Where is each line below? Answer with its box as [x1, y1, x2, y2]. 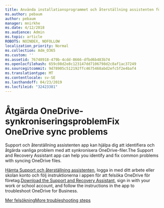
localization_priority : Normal [5, 43, 69, 48]
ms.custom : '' [5, 52, 34, 58]
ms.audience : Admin [5, 30, 45, 35]
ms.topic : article [5, 35, 42, 40]
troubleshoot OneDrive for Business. [5, 188, 78, 194]
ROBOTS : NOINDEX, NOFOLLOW [5, 39, 60, 44]
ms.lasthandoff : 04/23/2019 [5, 80, 62, 84]
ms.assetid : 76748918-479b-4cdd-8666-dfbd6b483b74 [5, 57, 110, 62]
